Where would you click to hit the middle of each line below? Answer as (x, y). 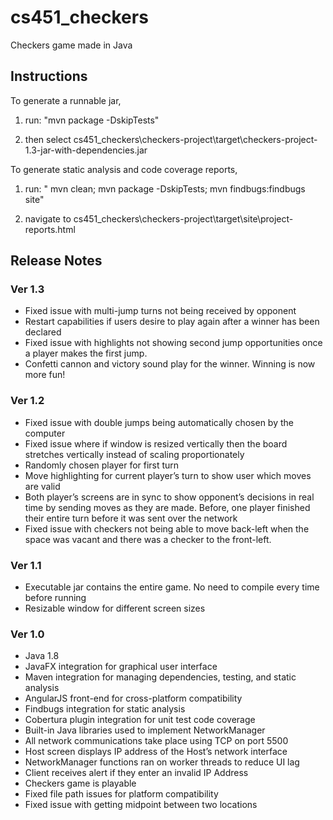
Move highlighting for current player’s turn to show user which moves (168, 475)
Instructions (49, 76)
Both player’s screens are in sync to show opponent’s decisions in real (169, 497)
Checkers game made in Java (71, 45)
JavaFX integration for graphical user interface (121, 667)
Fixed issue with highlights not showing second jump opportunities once (173, 343)
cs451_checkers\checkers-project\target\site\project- (183, 218)
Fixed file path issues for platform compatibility (121, 794)
